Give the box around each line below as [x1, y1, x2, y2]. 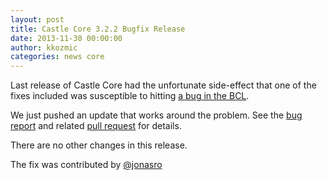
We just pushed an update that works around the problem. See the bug [10, 109, 303, 121]
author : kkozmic [10, 42, 78, 53]
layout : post [10, 14, 65, 25]
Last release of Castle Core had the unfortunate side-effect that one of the [10, 79, 317, 91]
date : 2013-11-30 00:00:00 [10, 33, 123, 43]
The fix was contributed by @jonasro [10, 159, 163, 171]
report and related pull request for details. [10, 120, 182, 132]
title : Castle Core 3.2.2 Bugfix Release [10, 24, 186, 34]
